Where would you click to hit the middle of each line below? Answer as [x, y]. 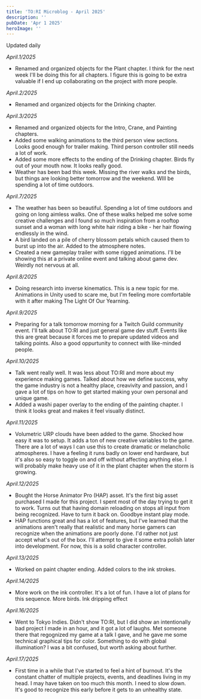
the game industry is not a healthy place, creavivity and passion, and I [101, 386]
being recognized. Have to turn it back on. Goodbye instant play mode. [102, 514]
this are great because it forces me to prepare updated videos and [97, 337]
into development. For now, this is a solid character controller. [91, 546]
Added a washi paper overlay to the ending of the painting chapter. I [99, 405]
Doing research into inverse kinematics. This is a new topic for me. [97, 288]
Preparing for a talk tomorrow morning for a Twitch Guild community [99, 324]
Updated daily [23, 45]
